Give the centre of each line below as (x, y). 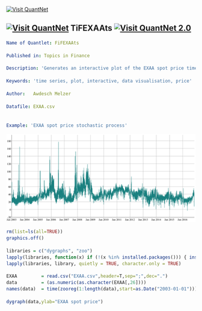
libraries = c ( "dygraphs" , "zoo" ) (50, 251)
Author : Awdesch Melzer (38, 93)
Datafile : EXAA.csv (31, 106)
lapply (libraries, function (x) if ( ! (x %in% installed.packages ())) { (96, 257)
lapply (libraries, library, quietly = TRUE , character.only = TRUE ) (94, 263)
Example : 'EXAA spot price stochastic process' (67, 126)
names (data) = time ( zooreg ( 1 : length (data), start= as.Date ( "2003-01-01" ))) (102, 289)
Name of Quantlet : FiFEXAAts (43, 43)
